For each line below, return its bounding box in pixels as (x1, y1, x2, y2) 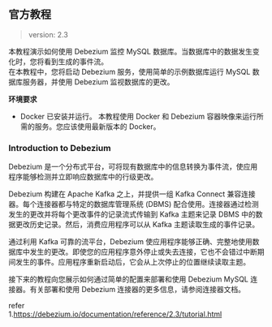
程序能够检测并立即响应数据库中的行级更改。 (8, 172, 158, 182)
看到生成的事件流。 (43, 56, 108, 67)
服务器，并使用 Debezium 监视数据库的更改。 (22, 76, 175, 87)
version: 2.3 (28, 29, 69, 39)
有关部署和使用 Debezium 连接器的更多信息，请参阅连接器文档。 (29, 285, 246, 295)
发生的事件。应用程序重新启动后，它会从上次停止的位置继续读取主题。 (15, 257, 250, 267)
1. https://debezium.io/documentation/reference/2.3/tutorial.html (8, 309, 222, 319)
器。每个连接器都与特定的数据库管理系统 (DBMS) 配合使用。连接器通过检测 (8, 200, 259, 209)
